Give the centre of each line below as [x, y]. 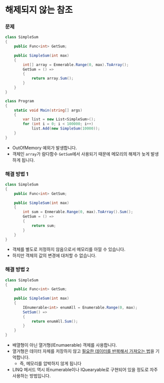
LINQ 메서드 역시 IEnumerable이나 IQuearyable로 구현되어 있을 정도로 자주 [85, 370]
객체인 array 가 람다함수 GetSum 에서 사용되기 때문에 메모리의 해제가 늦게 [81, 154]
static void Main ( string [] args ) [48, 110]
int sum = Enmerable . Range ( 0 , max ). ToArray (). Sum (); [78, 212]
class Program [20, 101]
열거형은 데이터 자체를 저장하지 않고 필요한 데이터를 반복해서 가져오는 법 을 [83, 351]
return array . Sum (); [52, 79]
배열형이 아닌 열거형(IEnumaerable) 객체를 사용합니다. [65, 345]
